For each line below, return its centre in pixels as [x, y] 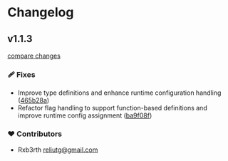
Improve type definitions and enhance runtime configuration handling [119, 93]
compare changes [34, 56]
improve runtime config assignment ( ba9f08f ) [85, 115]
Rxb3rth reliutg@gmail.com [58, 150]
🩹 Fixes [21, 74]
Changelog [41, 12]
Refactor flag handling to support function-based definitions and [113, 108]
